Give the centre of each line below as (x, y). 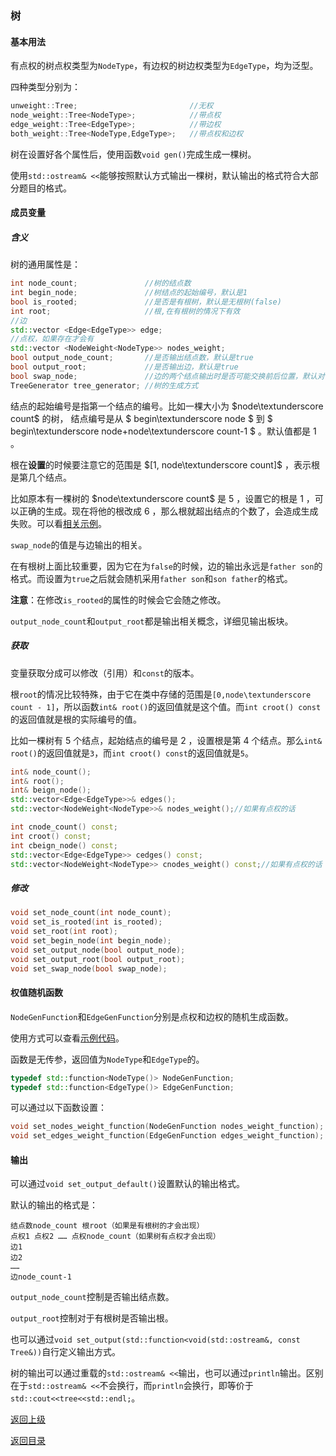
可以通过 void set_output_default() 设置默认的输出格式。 (127, 1184)
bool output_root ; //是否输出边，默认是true (124, 367)
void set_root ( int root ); (64, 932)
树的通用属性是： (45, 264)
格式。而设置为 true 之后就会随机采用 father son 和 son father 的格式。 (151, 578)
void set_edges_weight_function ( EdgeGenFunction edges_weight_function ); (167, 1136)
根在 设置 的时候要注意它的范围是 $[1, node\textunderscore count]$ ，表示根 (165, 464)
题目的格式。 (45, 188)
